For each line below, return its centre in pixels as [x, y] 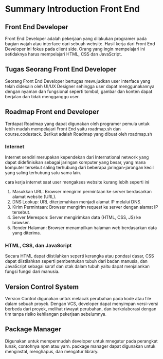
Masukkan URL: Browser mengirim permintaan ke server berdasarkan [82, 191]
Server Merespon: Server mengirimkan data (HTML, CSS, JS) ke [76, 217]
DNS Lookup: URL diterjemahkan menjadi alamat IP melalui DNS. [77, 202]
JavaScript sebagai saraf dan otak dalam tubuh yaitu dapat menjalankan [77, 267]
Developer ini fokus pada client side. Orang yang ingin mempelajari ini [75, 49]
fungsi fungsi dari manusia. [32, 271]
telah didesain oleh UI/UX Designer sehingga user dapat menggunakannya [80, 86]
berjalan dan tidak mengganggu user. [43, 96]
